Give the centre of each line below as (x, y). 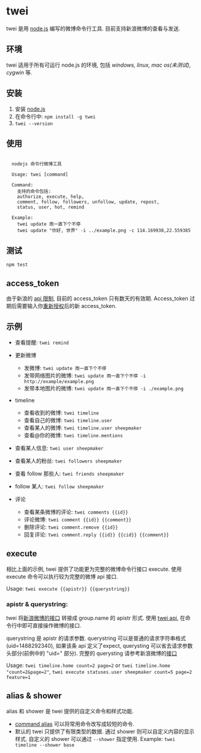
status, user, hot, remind (51, 207)
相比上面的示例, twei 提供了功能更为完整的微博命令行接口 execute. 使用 (94, 569)
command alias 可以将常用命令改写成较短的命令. (75, 724)
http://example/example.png (59, 381)
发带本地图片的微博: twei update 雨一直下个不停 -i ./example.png (104, 388)
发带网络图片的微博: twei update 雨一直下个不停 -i (85, 375)
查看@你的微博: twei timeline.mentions (73, 435)
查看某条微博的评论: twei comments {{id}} (76, 512)
